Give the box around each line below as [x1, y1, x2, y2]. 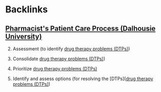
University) [5, 32, 42, 41]
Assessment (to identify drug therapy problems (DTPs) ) [12, 46, 130, 52]
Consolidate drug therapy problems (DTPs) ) [12, 56, 106, 62]
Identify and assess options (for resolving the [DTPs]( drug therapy [12, 76, 153, 82]
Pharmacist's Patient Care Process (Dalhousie [5, 24, 156, 33]
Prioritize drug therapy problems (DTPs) [12, 66, 97, 71]
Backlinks [5, 4, 48, 15]
